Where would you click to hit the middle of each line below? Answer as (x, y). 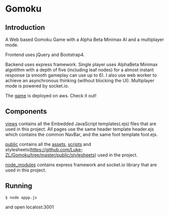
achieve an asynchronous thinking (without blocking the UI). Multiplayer (80, 80)
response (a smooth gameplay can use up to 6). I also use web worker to (81, 75)
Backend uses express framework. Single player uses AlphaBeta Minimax (81, 64)
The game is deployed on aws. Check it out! (51, 96)
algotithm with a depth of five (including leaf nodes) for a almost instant (79, 70)
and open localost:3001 (30, 207)
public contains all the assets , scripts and (48, 144)
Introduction (25, 28)
